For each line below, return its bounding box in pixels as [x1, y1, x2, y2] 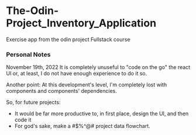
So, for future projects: [6, 99, 61, 106]
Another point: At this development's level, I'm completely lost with [6, 81, 167, 88]
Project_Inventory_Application [6, 16, 157, 30]
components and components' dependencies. [6, 88, 117, 95]
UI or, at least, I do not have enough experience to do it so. [6, 70, 147, 77]
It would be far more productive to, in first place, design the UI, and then [14, 110, 189, 117]
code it [14, 116, 32, 123]
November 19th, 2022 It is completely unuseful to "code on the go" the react [6, 64, 191, 71]
